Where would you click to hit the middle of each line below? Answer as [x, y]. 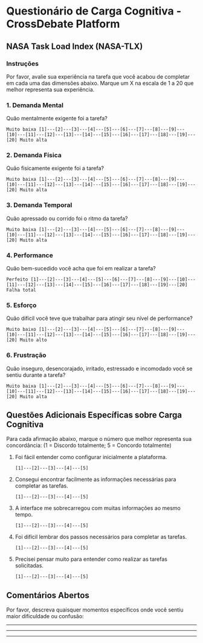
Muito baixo [21, 330]
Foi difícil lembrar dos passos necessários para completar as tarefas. [101, 537]
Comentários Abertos [48, 595]
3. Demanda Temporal [39, 205]
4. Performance [30, 255]
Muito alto [33, 340]
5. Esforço [21, 305]
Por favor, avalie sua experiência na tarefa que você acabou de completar [98, 76]
